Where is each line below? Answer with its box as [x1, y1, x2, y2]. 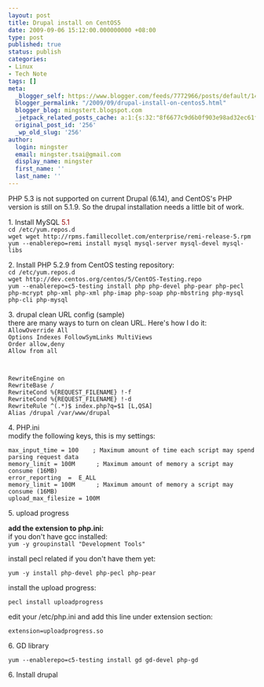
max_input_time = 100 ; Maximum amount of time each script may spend [8, 446, 255, 454]
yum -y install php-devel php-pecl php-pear [8, 569, 156, 577]
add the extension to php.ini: [8, 524, 104, 533]
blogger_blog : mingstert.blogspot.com [15, 107, 143, 115]
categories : [8, 56, 47, 64]
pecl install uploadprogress [8, 598, 104, 606]
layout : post [8, 11, 51, 20]
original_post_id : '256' [15, 121, 97, 129]
